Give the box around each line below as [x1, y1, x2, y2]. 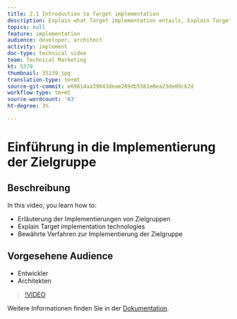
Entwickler [17, 269, 49, 277]
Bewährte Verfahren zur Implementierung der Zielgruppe [17, 229, 183, 238]
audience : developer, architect [7, 37, 102, 44]
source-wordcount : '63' [7, 96, 78, 103]
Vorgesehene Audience [7, 250, 114, 262]
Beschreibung [7, 182, 71, 195]
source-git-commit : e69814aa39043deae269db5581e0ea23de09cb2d [7, 83, 194, 90]
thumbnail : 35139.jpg [7, 69, 71, 76]
